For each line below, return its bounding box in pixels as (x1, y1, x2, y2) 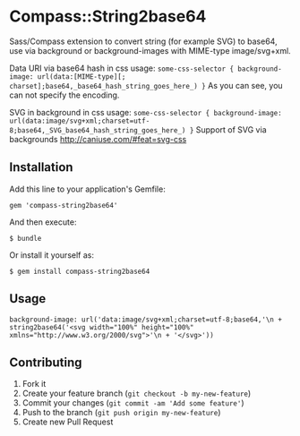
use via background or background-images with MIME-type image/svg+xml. (9, 45, 291, 56)
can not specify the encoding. (9, 90, 120, 100)
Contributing (9, 355, 82, 370)
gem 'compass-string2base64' (9, 201, 118, 209)
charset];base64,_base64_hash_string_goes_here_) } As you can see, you (9, 80, 284, 90)
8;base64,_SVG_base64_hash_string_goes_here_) (9, 125, 186, 135)
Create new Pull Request (21, 416, 114, 427)
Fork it (21, 379, 47, 389)
